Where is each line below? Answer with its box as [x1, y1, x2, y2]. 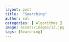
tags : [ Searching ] [5, 29, 43, 34]
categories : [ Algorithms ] [5, 20, 63, 26]
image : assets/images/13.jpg [5, 25, 65, 30]
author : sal [5, 16, 29, 21]
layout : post [5, 7, 32, 12]
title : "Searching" [5, 12, 47, 16]
